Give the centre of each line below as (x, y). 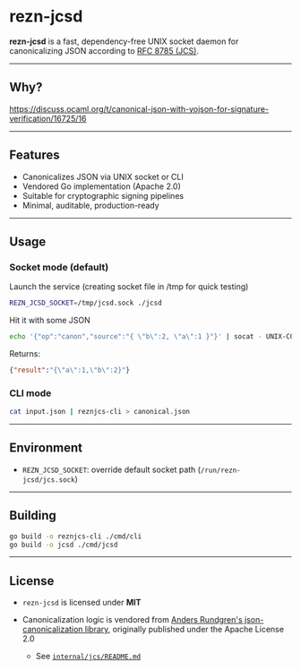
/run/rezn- (220, 470)
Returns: (25, 354)
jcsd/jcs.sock (48, 480)
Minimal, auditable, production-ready (90, 205)
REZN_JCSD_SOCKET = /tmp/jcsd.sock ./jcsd (86, 303)
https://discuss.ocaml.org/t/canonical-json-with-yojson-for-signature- (139, 108)
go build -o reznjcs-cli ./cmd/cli (76, 536)
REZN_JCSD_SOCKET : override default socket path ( (112, 469)
